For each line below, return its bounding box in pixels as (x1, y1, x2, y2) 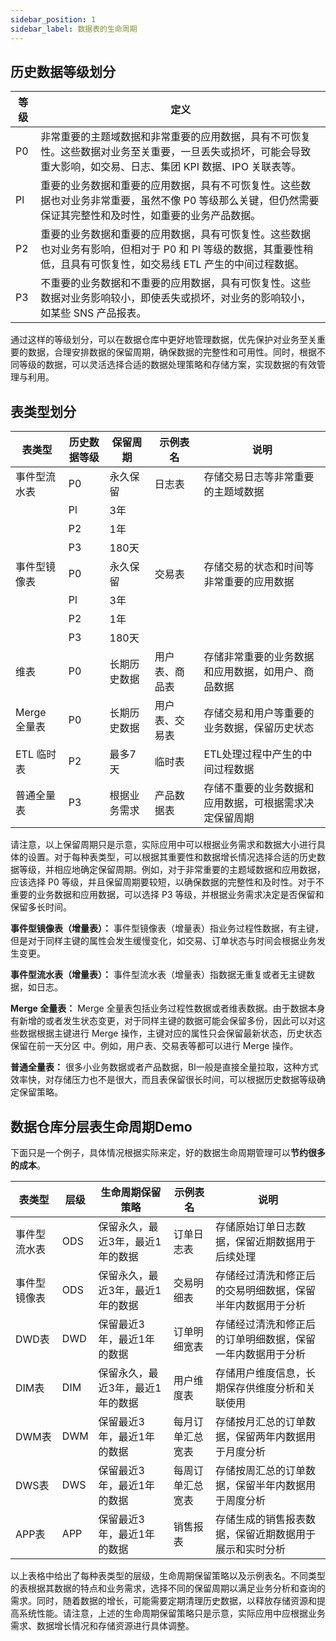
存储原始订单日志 (214, 1219, 296, 1233)
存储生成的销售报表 (214, 1512, 306, 1526)
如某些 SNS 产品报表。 (40, 306, 147, 320)
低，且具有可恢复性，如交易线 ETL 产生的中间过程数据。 (40, 257, 305, 271)
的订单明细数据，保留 (214, 1332, 316, 1346)
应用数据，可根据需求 (203, 796, 305, 810)
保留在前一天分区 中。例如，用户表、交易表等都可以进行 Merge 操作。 (10, 1040, 299, 1052)
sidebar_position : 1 (10, 14, 97, 25)
